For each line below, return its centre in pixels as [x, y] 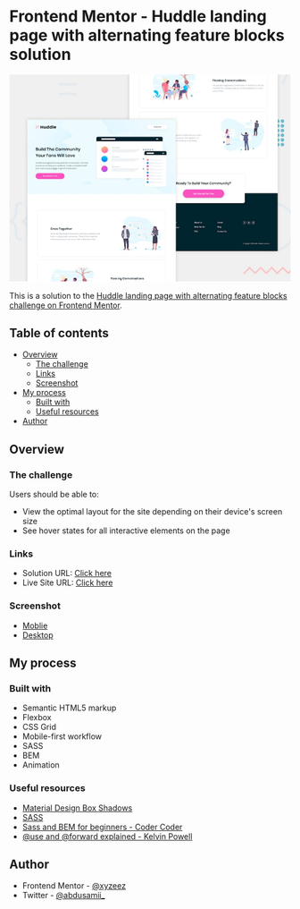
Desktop [37, 635]
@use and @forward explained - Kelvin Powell [107, 836]
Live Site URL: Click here [67, 582]
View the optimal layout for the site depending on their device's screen [152, 512]
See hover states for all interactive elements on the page [126, 531]
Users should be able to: [54, 495]
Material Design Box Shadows [77, 808]
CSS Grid [39, 727]
